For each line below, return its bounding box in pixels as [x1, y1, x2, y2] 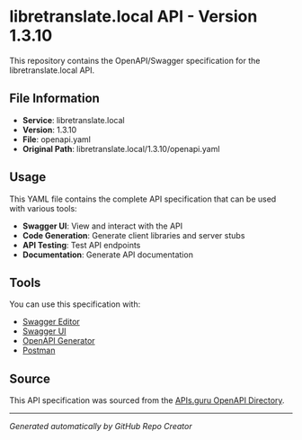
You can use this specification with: [9, 299, 141, 310]
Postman [22, 345, 56, 356]
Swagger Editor [22, 317, 81, 328]
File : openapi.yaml [22, 133, 92, 145]
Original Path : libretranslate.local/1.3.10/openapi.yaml [22, 143, 220, 154]
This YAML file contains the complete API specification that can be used [9, 193, 277, 204]
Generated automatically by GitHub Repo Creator [9, 421, 192, 432]
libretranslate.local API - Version [9, 6, 258, 27]
